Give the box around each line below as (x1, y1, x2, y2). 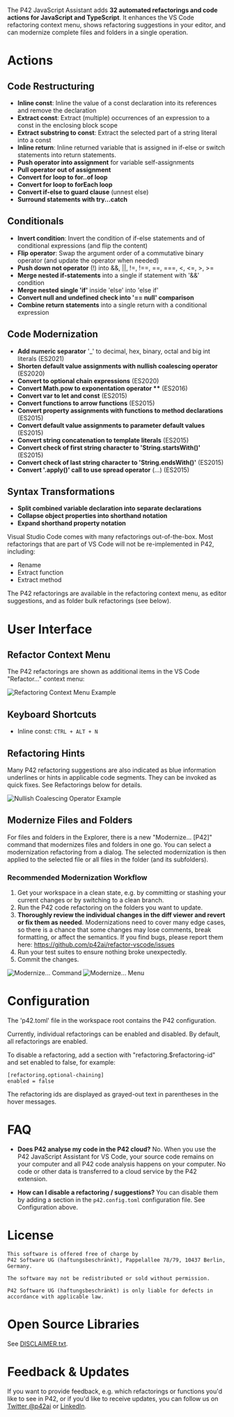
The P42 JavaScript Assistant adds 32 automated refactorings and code (7, 6, 218, 14)
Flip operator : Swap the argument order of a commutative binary (17, 248, 204, 257)
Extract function (17, 568, 64, 577)
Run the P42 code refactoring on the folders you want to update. (17, 903, 203, 912)
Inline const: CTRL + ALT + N (17, 727, 98, 736)
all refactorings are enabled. (7, 1037, 88, 1046)
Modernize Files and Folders (7, 815, 133, 826)
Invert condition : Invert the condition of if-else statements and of (17, 234, 205, 242)
